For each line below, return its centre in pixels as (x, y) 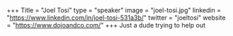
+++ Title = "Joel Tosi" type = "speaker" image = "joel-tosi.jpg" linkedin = (114, 10)
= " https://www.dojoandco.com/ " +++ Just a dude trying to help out (106, 25)
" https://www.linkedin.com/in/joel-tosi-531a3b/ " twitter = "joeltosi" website (116, 18)
